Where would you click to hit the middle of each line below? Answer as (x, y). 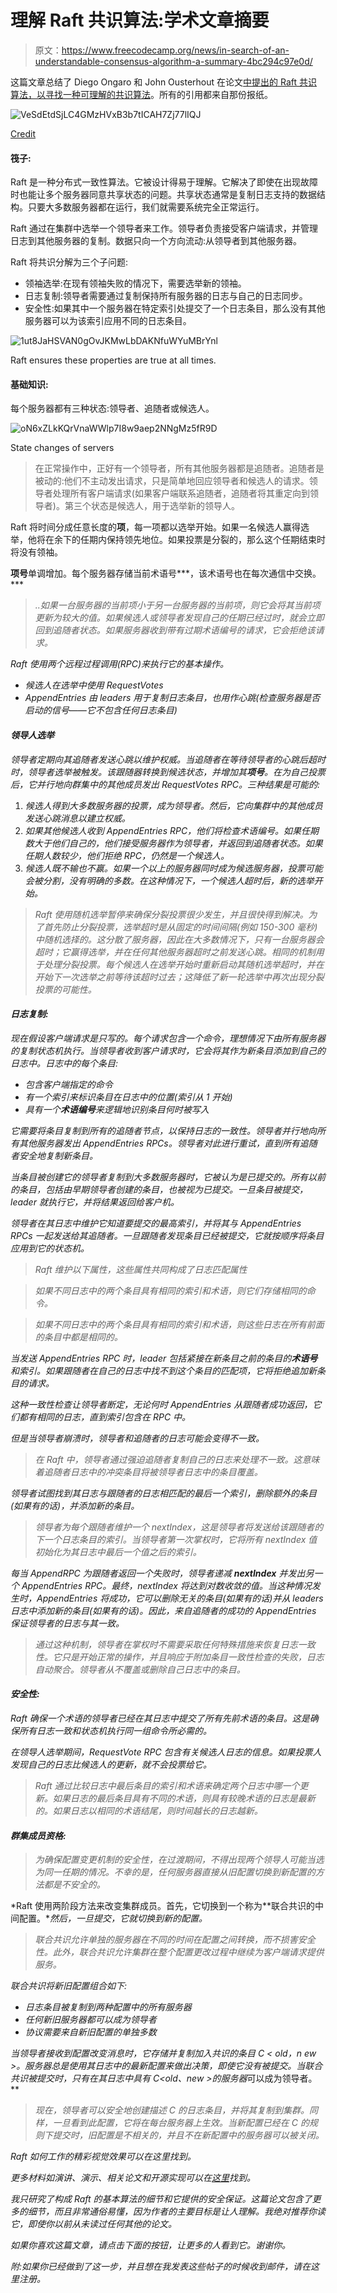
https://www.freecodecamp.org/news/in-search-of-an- (175, 50)
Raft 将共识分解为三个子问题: (69, 262)
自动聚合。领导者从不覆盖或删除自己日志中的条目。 (140, 1669)
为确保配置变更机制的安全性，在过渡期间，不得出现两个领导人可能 (170, 1860)
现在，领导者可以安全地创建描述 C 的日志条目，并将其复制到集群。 (172, 2110)
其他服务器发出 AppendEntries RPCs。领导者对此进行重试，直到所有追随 (168, 1143)
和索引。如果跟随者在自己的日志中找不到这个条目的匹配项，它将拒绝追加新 (163, 1370)
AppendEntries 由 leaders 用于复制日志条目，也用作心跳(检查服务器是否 (172, 698)
